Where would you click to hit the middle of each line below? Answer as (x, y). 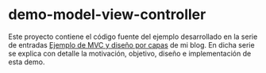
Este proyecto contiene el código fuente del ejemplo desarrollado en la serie (133, 36)
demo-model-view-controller (107, 15)
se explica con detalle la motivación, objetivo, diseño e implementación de (130, 53)
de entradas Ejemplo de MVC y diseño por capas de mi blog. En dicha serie (132, 44)
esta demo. (27, 62)
